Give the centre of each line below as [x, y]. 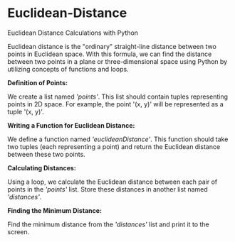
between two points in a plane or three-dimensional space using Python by [117, 61]
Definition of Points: [38, 82]
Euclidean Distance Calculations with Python [73, 33]
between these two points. [46, 154]
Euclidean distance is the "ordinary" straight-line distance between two [112, 46]
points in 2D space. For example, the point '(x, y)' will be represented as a [116, 104]
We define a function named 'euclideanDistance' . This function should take [118, 139]
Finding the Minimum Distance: [54, 210]
